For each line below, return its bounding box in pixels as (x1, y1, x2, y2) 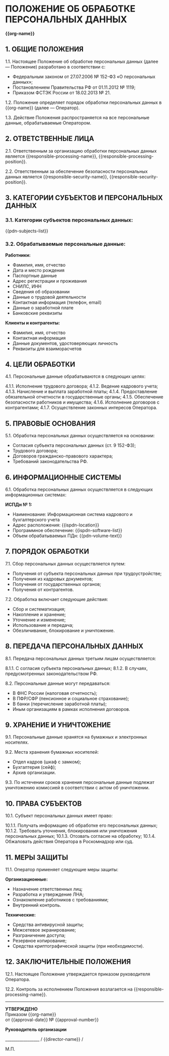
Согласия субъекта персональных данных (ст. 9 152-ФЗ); (12, 442, 136, 448)
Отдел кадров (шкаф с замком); (12, 759, 81, 765)
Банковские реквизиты (12, 310, 63, 316)
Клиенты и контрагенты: (5, 319, 60, 325)
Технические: (5, 912, 36, 918)
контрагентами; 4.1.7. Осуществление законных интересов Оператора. (5, 405, 157, 411)
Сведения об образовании (12, 288, 70, 295)
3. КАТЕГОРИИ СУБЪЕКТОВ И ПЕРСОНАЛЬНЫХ (5, 193, 163, 202)
